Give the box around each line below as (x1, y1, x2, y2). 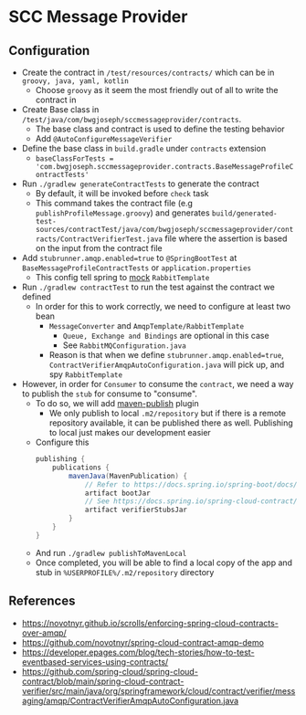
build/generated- (211, 209, 278, 218)
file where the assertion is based (164, 233, 288, 244)
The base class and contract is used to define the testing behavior (35, 123, 285, 134)
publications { (52, 463, 111, 472)
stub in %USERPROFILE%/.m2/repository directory (35, 566, 215, 577)
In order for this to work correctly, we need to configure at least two (35, 301, 291, 311)
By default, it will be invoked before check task (35, 188, 209, 198)
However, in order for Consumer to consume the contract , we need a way (21, 379, 294, 389)
